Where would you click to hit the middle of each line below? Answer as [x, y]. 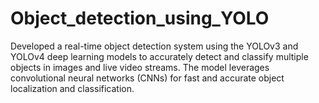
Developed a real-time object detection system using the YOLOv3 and [154, 46]
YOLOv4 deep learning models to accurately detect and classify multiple [159, 56]
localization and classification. [72, 88]
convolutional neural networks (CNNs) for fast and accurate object [147, 78]
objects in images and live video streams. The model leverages [140, 67]
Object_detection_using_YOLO [140, 18]
